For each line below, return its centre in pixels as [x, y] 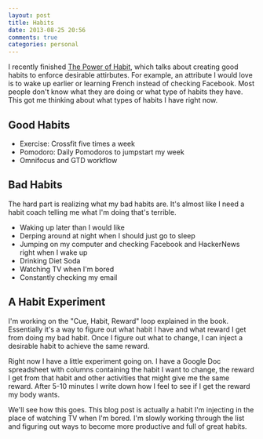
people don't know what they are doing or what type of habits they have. [126, 92]
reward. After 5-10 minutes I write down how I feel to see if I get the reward [129, 386]
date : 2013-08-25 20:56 [47, 30]
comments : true [33, 37]
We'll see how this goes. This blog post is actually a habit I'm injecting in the [131, 409]
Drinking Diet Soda [50, 260]
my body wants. [34, 394]
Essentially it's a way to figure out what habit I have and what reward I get [127, 329]
